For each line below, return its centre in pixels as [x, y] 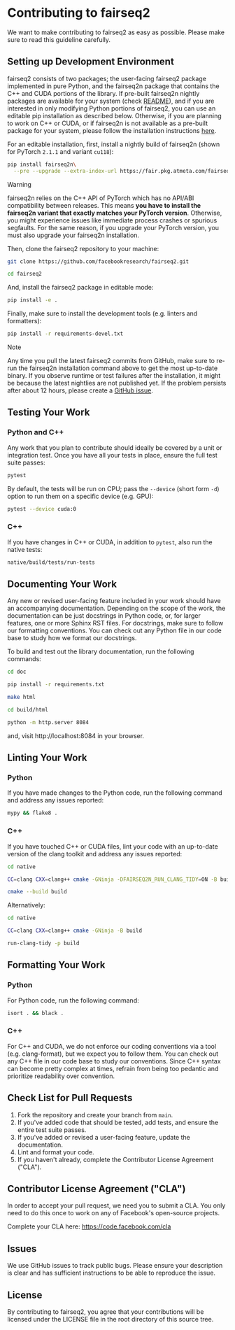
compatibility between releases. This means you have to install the [104, 205]
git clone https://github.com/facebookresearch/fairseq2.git [98, 261]
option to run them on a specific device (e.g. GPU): [80, 496]
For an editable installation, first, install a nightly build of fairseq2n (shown [114, 144]
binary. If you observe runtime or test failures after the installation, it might [114, 375]
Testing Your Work [49, 412]
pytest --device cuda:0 [42, 509]
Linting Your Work [47, 758]
